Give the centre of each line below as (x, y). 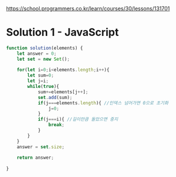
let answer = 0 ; (37, 53)
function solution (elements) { (45, 48)
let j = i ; (38, 81)
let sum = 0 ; (41, 76)
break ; (56, 125)
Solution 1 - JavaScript (63, 32)
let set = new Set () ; (43, 59)
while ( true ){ (43, 87)
